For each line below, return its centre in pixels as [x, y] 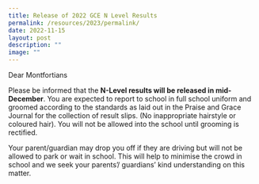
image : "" [25, 52]
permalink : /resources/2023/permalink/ [74, 23]
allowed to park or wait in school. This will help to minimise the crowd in [126, 156]
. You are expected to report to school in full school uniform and [147, 99]
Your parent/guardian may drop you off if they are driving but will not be [126, 148]
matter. [20, 173]
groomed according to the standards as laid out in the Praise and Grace [125, 107]
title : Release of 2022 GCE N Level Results [83, 15]
